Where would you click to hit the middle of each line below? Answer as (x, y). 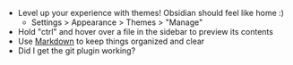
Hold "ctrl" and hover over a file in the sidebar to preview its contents (145, 32)
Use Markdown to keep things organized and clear (111, 41)
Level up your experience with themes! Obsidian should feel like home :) (151, 13)
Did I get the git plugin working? (77, 51)
